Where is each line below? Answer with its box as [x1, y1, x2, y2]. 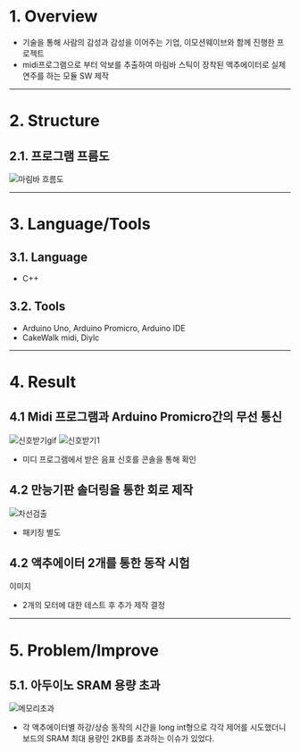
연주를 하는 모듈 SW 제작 [21, 70, 110, 81]
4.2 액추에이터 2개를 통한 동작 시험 [9, 556, 190, 571]
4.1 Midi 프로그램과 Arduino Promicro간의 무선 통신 [9, 409, 283, 425]
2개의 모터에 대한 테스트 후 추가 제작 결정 [21, 600, 165, 611]
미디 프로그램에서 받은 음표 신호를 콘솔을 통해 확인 [21, 454, 196, 464]
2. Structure [9, 111, 100, 131]
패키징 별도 [21, 527, 62, 538]
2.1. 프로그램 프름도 [9, 148, 110, 163]
